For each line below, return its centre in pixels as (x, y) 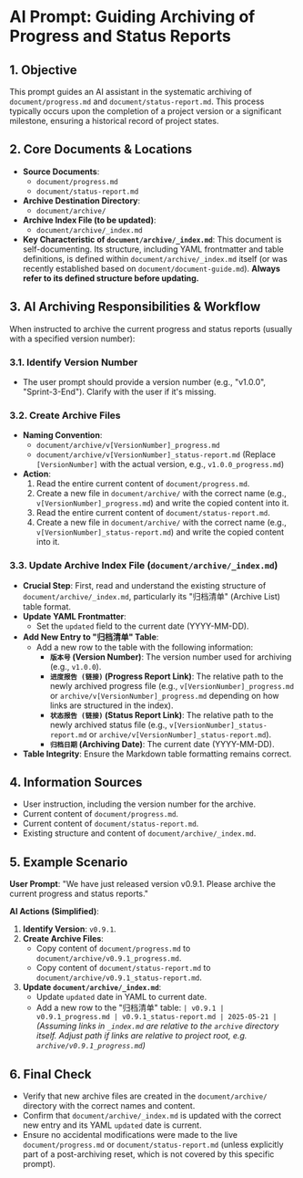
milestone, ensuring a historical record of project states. (115, 121)
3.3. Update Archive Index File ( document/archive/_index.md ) (144, 566)
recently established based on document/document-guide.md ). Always (151, 268)
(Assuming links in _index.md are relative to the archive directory (157, 1026)
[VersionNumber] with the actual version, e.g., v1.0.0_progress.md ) (160, 464)
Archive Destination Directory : (81, 200)
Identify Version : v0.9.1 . (69, 929)
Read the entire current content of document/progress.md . (143, 484)
